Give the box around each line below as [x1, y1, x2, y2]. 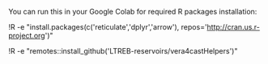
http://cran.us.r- [206, 22, 261, 31]
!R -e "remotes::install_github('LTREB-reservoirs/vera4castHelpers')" [8, 46, 238, 55]
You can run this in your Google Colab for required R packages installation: [8, 7, 257, 16]
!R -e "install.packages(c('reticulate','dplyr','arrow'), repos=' [8, 22, 208, 31]
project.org [8, 31, 46, 40]
